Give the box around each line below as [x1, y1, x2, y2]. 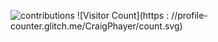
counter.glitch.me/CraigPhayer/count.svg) [10, 20, 183, 32]
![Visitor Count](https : [76, 10, 170, 21]
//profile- [171, 10, 208, 21]
